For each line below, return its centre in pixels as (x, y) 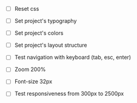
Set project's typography (45, 21)
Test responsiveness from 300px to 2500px (69, 94)
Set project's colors (39, 33)
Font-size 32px (33, 82)
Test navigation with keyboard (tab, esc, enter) (73, 58)
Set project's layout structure (51, 45)
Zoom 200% (30, 70)
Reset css (27, 9)
